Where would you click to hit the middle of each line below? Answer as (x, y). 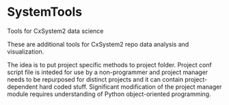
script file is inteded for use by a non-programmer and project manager (108, 72)
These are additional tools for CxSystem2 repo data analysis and (98, 44)
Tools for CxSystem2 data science (55, 31)
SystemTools (45, 12)
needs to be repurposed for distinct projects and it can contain (95, 79)
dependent (23, 86)
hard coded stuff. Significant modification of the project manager (131, 86)
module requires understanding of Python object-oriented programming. (109, 94)
